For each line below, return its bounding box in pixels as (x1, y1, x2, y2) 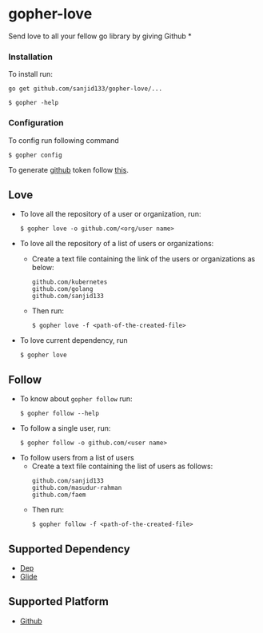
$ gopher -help (8, 99, 59, 107)
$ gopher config (8, 151, 62, 159)
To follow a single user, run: (19, 424, 111, 433)
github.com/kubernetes (31, 278, 108, 286)
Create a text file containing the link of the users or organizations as (31, 254, 256, 264)
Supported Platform (8, 595, 110, 608)
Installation (8, 51, 54, 62)
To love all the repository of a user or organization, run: (19, 209, 201, 219)
